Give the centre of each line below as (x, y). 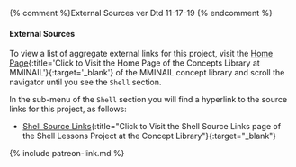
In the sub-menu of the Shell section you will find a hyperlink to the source (148, 100)
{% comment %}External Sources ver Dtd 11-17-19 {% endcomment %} (141, 13)
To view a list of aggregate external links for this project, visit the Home (141, 54)
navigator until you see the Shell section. (85, 82)
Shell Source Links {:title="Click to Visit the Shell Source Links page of (152, 127)
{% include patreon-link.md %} (67, 154)
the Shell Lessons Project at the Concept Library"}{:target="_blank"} (149, 136)
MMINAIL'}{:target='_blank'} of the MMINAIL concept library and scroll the (147, 73)
